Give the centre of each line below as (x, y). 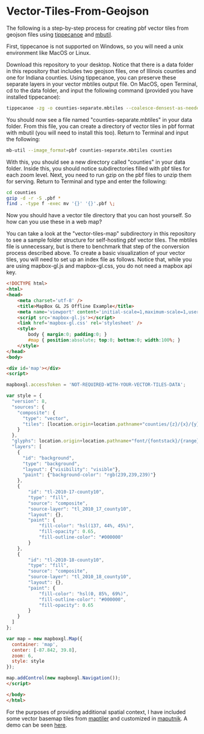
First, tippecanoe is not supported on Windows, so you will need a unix (95, 46)
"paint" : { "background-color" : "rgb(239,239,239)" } (89, 475)
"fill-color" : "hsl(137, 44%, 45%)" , (87, 526)
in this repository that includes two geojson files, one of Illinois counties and (101, 71)
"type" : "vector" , (46, 418)
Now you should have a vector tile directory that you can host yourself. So (99, 215)
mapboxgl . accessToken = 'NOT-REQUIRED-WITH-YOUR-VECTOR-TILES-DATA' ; (96, 385)
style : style (28, 662)
